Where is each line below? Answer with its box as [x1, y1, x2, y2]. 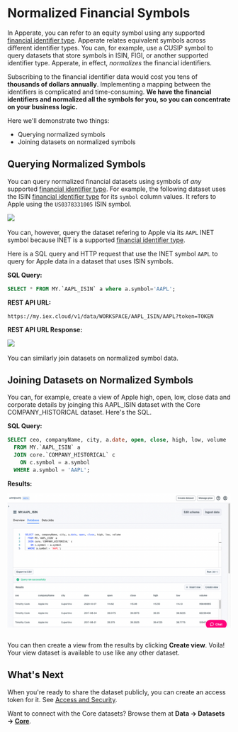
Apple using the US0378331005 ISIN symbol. [7, 200, 132, 208]
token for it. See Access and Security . [7, 695, 118, 704]
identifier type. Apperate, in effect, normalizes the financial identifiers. [7, 58, 212, 67]
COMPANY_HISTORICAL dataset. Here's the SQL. [7, 408, 152, 417]
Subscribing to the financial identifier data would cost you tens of [7, 72, 198, 81]
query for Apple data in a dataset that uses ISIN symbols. [7, 257, 174, 266]
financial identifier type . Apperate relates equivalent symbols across [7, 35, 207, 44]
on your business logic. [7, 102, 78, 111]
